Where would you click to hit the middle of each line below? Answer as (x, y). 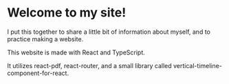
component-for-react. (38, 73)
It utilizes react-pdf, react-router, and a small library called (89, 65)
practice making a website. (45, 39)
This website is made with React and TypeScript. (76, 52)
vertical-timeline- (197, 65)
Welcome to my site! (67, 13)
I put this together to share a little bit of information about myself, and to (109, 32)
